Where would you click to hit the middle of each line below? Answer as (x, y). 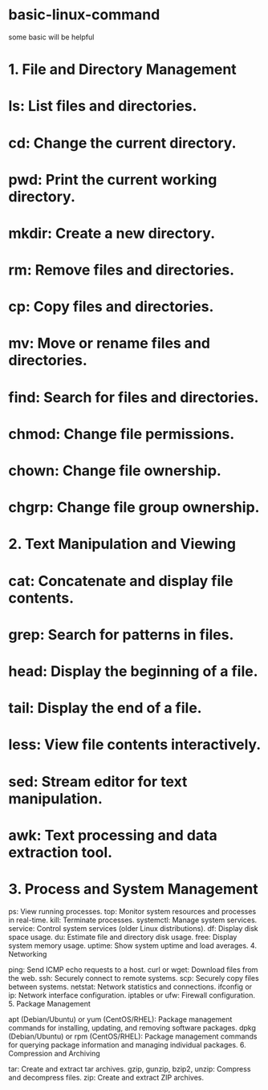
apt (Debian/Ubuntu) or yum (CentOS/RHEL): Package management (120, 1019)
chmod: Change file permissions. (122, 434)
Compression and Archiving (54, 1053)
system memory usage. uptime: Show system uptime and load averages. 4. (132, 946)
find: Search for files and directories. (134, 397)
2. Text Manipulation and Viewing (122, 544)
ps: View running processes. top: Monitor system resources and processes (132, 911)
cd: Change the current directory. (122, 143)
